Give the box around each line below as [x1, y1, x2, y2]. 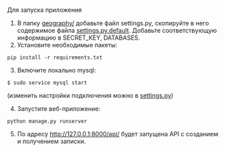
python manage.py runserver [7, 118, 88, 125]
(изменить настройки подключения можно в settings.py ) [7, 92, 174, 99]
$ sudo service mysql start [7, 79, 88, 86]
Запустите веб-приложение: [16, 105, 101, 112]
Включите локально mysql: [16, 66, 96, 74]
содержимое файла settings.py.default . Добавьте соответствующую [16, 27, 217, 34]
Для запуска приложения [7, 6, 82, 14]
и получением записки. [16, 137, 86, 145]
